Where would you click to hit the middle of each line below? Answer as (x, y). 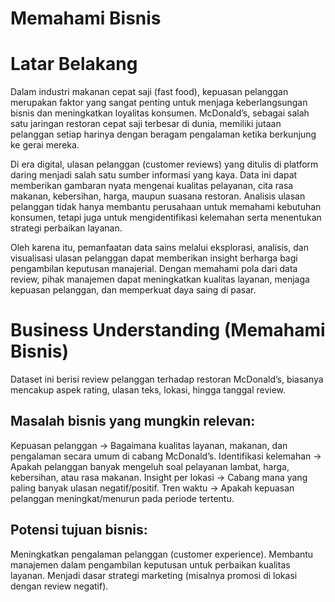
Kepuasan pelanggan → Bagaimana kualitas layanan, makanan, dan (149, 445)
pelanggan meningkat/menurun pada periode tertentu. (122, 498)
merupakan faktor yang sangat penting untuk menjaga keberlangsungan (159, 103)
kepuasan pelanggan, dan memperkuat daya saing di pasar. (133, 290)
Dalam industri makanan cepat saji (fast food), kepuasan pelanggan (149, 92)
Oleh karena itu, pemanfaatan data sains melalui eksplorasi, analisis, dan (159, 248)
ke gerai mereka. (45, 145)
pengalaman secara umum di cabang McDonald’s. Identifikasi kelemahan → (166, 456)
